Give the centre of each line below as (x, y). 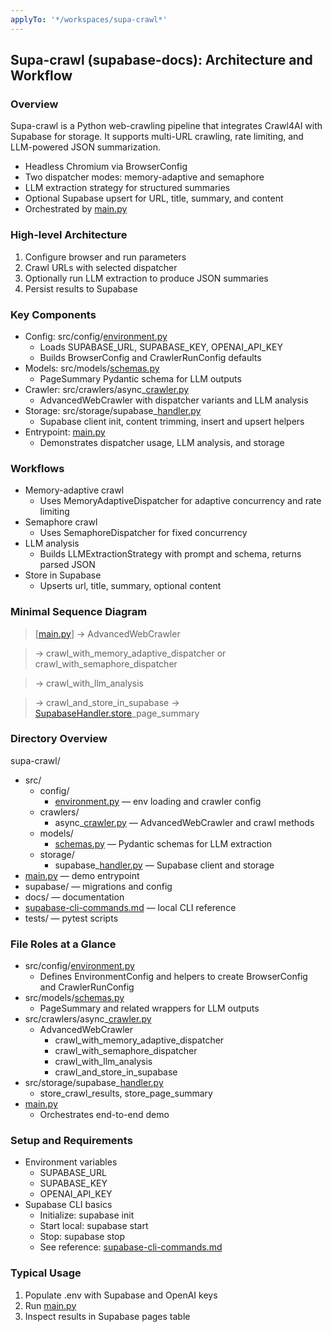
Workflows (37, 468)
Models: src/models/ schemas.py (92, 368)
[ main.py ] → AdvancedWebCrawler (107, 633)
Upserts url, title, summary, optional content (130, 586)
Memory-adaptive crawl (74, 490)
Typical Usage (46, 1273)
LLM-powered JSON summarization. (85, 147)
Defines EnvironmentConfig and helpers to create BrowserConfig (173, 977)
